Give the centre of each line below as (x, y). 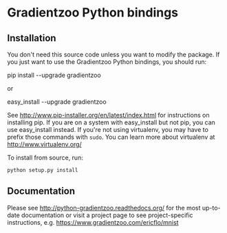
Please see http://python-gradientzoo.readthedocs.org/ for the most (104, 208)
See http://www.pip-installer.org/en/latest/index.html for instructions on (108, 115)
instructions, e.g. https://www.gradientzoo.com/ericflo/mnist (93, 222)
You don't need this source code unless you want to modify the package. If (113, 54)
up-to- (212, 208)
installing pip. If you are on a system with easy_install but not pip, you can (111, 122)
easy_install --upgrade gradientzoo (57, 102)
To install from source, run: (45, 157)
